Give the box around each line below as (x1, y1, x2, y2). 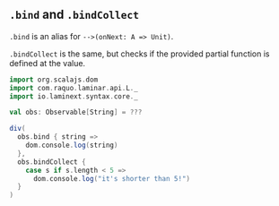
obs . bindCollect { (17, 157, 87, 167)
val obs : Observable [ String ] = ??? (9, 107, 143, 117)
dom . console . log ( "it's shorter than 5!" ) (32, 174, 191, 183)
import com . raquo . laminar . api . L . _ (9, 83, 139, 92)
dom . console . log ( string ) (25, 141, 118, 150)
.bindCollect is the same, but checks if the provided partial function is (9, 48, 270, 59)
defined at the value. (9, 57, 86, 68)
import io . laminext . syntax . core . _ (9, 91, 139, 101)
